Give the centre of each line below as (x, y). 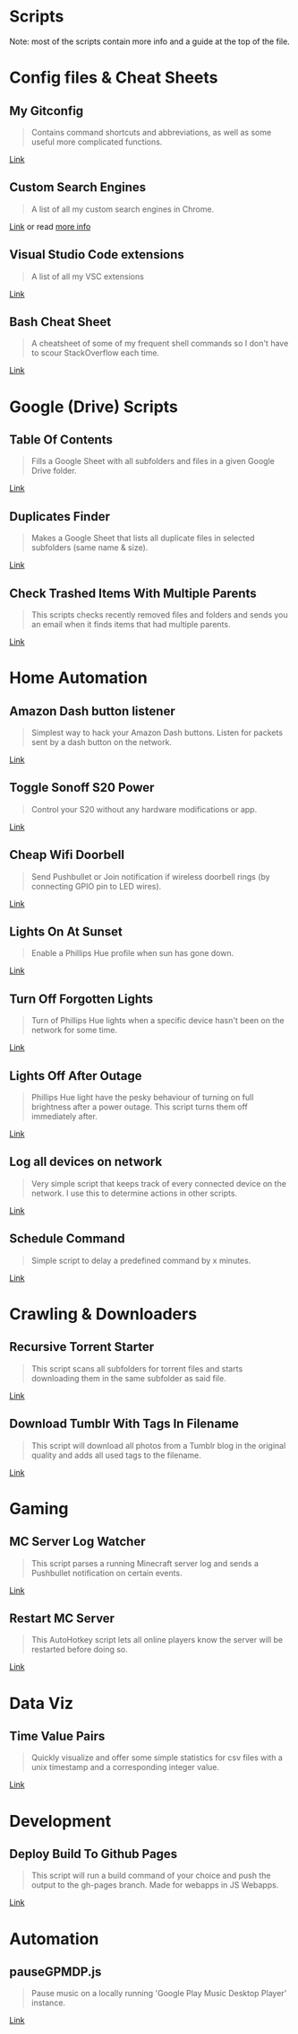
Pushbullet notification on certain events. (106, 1573)
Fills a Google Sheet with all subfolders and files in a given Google (153, 461)
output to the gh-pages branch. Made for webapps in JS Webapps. (155, 1885)
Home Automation (78, 678)
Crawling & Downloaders (103, 1314)
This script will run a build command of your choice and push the (151, 1876)
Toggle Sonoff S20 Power (82, 788)
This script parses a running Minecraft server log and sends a (145, 1563)
